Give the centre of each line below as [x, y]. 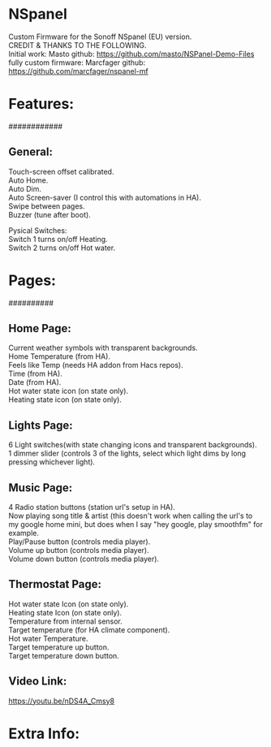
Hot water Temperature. [48, 638]
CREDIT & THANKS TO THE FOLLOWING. [78, 45]
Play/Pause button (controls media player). [80, 542]
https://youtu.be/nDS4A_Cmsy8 [62, 701]
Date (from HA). [35, 382]
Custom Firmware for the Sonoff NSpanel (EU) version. [100, 37]
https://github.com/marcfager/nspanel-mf [78, 71]
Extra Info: [44, 734]
